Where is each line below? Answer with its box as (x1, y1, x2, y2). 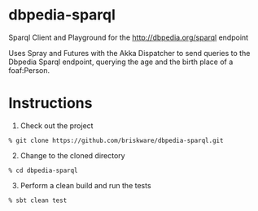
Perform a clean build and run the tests (20, 180, 152, 190)
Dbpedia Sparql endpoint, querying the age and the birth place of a (8, 57, 234, 67)
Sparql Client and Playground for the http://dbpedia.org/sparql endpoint (8, 32, 249, 42)
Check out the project (20, 120, 94, 131)
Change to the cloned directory (20, 150, 125, 160)
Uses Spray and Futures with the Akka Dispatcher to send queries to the (8, 48, 251, 58)
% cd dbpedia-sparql (8, 166, 79, 174)
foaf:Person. (8, 65, 50, 75)
